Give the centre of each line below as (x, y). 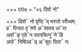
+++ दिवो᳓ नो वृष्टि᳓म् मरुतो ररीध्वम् (41, 21)
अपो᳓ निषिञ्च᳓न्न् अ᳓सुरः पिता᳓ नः (38, 42)
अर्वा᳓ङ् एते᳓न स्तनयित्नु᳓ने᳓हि (35, 35)
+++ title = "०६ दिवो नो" (33, 9)
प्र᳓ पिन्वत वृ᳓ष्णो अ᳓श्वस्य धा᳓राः (37, 28)
